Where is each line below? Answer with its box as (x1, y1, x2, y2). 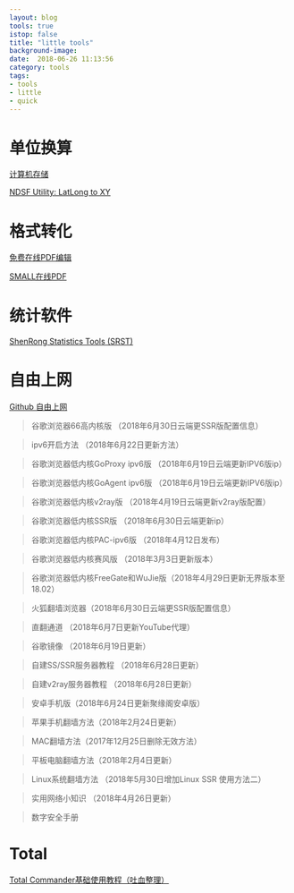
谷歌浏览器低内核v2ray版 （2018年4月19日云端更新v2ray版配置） (30, 497, 271, 507)
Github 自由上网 (9, 402, 68, 412)
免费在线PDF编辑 (9, 252, 72, 263)
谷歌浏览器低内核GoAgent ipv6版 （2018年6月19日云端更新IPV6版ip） (30, 478, 288, 489)
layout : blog (9, 13, 58, 22)
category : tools (9, 64, 70, 72)
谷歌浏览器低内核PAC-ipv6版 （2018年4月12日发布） (30, 534, 225, 546)
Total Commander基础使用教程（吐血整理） (9, 874, 170, 886)
